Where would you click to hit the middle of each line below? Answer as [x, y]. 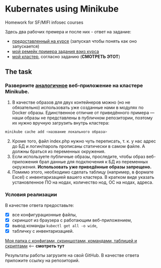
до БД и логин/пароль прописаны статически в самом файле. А [79, 146]
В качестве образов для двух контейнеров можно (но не [71, 102]
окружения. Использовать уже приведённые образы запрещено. [82, 167]
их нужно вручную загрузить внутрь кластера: [61, 123]
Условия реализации [31, 195]
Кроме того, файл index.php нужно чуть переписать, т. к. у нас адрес [84, 141]
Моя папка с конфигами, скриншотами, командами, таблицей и [71, 241]
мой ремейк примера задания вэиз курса [56, 51]
